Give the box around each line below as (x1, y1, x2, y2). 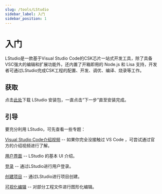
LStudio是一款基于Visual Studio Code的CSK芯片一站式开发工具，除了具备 (5, 55, 153, 61)
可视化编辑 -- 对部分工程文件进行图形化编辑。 (5, 184, 97, 190)
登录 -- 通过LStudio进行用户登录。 (5, 163, 74, 169)
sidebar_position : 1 (5, 16, 47, 21)
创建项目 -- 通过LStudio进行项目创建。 (5, 173, 82, 179)
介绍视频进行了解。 (13, 143, 52, 148)
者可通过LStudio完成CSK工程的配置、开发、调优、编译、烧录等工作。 (5, 67, 144, 73)
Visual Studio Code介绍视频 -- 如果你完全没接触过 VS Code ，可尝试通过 (5, 136, 151, 142)
